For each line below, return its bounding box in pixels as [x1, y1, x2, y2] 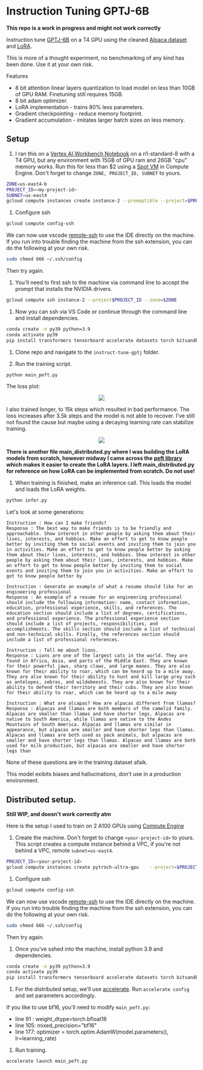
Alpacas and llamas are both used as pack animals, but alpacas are [6, 732, 182, 739]
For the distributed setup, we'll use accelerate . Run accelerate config [14, 986, 190, 993]
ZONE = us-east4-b [6, 181, 47, 187]
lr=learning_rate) [14, 1035, 57, 1042]
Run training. [14, 1046, 47, 1054]
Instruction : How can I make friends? [6, 520, 107, 527]
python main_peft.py [6, 371, 59, 378]
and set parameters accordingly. [14, 992, 96, 999]
